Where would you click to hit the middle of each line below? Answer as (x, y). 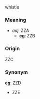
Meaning (16, 20)
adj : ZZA (20, 31)
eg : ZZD (13, 83)
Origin (13, 49)
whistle (12, 7)
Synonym (16, 72)
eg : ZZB (27, 36)
